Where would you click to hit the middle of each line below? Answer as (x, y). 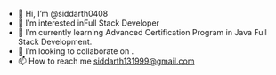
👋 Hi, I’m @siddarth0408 (63, 14)
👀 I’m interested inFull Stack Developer (89, 23)
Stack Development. (55, 41)
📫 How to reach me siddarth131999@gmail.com (106, 61)
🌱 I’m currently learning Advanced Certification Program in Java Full (142, 32)
